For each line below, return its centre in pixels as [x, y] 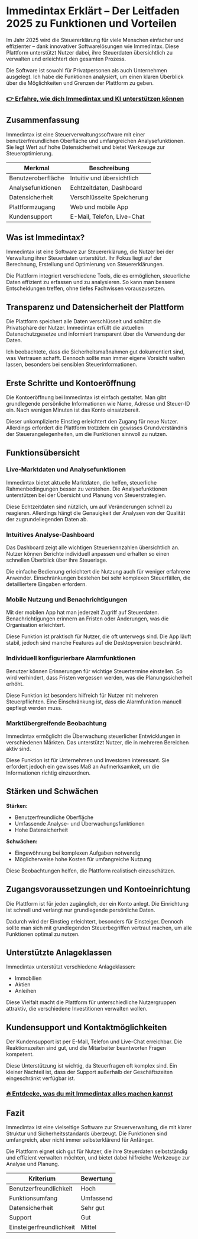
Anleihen [25, 991]
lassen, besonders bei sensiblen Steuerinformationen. [72, 364]
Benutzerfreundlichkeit [41, 1189]
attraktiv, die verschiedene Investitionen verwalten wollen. [77, 1009]
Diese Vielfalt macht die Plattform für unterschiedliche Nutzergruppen [91, 1002]
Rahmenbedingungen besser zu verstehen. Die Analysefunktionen [87, 489]
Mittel [88, 1227]
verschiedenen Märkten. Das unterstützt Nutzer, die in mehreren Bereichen [98, 742]
